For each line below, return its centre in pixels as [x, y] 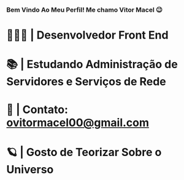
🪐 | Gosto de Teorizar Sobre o [84, 152]
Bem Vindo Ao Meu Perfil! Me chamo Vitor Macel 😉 [84, 10]
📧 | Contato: [37, 110]
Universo [30, 169]
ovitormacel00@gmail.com [78, 123]
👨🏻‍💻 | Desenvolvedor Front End [87, 35]
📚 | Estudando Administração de [92, 65]
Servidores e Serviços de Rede [86, 82]
